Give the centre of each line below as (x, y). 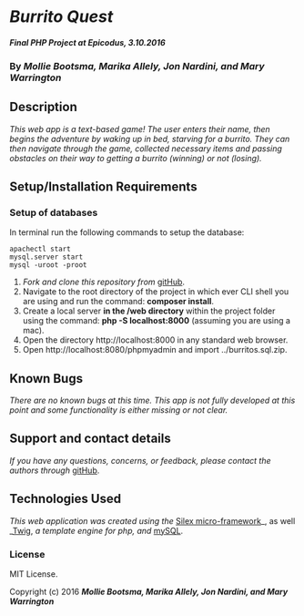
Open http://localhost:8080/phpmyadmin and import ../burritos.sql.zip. (155, 350)
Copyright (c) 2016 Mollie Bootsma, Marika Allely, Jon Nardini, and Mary (149, 591)
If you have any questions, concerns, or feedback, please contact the (140, 460)
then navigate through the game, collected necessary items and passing (146, 149)
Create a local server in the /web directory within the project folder (149, 311)
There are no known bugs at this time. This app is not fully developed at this (152, 400)
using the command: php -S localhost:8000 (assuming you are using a (157, 321)
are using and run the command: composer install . (118, 302)
